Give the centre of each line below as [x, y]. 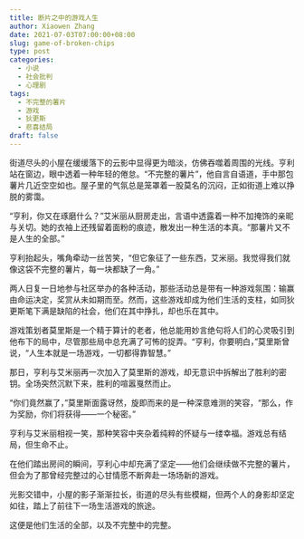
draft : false [34, 136]
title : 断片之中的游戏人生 [54, 18]
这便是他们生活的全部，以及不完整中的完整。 [93, 525]
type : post [30, 52]
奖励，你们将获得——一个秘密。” [76, 414]
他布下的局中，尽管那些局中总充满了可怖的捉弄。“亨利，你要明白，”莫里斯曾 [150, 342]
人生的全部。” [41, 238]
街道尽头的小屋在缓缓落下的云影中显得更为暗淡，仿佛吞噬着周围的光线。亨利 [152, 162]
